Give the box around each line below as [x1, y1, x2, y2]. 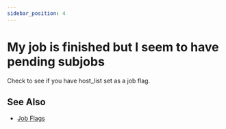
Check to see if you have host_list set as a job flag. [7, 76, 151, 85]
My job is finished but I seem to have [7, 39, 219, 55]
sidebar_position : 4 [7, 10, 66, 17]
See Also [7, 96, 46, 108]
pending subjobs [7, 54, 105, 69]
